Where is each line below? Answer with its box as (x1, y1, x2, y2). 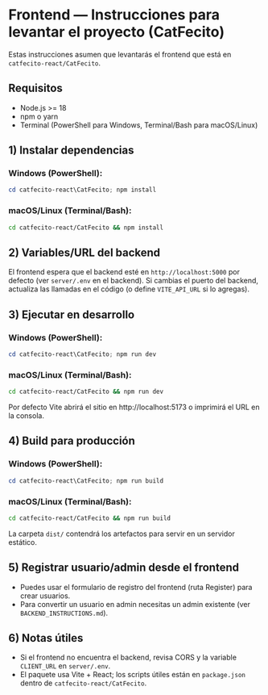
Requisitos (8, 82, 63, 95)
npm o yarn (19, 111, 59, 121)
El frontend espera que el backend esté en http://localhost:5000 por (8, 267, 240, 277)
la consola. (8, 411, 44, 421)
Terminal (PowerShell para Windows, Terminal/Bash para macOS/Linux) (19, 119, 258, 130)
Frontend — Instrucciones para (8, 6, 220, 24)
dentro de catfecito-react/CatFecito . (19, 678, 147, 688)
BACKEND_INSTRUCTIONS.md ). (19, 608, 109, 618)
